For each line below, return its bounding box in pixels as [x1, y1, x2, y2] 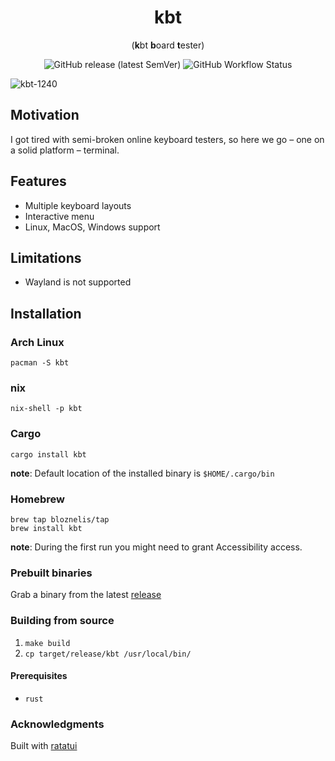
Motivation [10, 107, 80, 124]
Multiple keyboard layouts [24, 199, 132, 211]
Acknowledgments [10, 717, 105, 731]
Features [10, 173, 67, 190]
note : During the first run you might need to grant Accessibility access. [10, 541, 303, 553]
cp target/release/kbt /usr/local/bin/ [24, 649, 192, 659]
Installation [10, 305, 82, 322]
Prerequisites [10, 670, 68, 682]
